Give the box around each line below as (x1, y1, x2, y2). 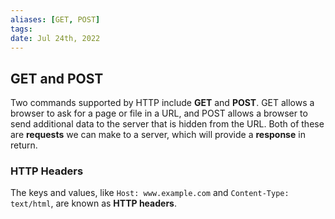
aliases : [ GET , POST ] (10, 14, 101, 25)
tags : (10, 24, 33, 34)
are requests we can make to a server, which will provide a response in (10, 129, 306, 141)
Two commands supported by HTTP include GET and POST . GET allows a (10, 97, 315, 109)
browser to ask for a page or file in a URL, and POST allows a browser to (10, 107, 308, 120)
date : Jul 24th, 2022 (10, 33, 101, 43)
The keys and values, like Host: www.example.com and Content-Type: (10, 187, 290, 199)
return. (10, 139, 38, 151)
